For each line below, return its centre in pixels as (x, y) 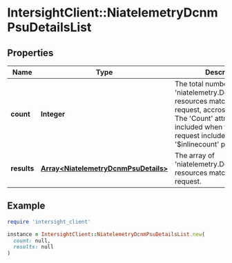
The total (189, 84)
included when (199, 127)
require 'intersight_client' (49, 222)
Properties (30, 53)
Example (26, 206)
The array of (195, 155)
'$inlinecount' (197, 144)
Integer (53, 114)
